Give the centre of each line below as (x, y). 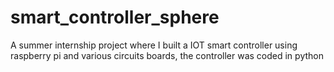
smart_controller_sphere (115, 17)
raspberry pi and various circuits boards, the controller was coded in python (167, 55)
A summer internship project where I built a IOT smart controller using (154, 45)
